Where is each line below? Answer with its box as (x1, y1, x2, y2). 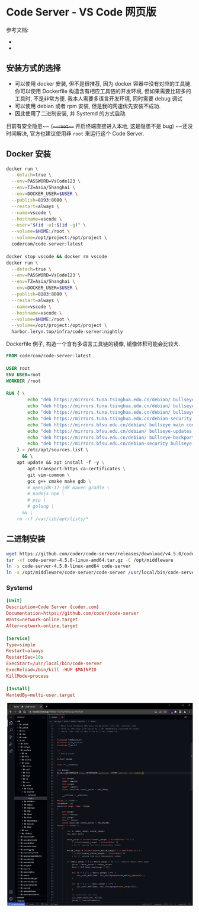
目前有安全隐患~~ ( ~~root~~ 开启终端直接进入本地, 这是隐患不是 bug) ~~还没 (6, 122, 193, 130)
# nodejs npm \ (27, 491, 65, 497)
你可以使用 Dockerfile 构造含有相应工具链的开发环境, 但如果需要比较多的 (14, 87, 191, 95)
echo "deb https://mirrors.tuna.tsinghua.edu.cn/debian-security (27, 416, 192, 422)
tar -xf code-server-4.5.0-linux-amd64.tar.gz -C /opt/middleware (6, 557, 174, 563)
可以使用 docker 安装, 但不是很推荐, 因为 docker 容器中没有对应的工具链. (14, 80, 192, 87)
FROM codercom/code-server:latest (6, 353, 92, 359)
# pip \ (27, 497, 46, 503)
